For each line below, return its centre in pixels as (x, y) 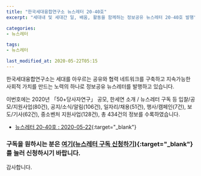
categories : (21, 28)
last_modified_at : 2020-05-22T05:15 (52, 61)
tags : (13, 45)
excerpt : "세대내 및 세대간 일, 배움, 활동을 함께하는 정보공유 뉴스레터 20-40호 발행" (101, 17)
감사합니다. (19, 167)
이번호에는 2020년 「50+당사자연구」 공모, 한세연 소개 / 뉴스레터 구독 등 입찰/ (98, 99)
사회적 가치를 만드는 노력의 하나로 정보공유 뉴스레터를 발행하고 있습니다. (90, 86)
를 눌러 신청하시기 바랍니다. (43, 153)
